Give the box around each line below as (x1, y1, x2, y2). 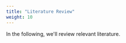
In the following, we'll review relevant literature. (6, 30, 121, 37)
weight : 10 (6, 14, 33, 20)
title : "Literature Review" (6, 8, 75, 15)
